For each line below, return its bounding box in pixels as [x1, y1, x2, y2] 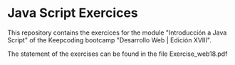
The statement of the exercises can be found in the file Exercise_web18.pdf [7, 49, 228, 58]
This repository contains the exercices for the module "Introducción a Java [7, 28, 227, 37]
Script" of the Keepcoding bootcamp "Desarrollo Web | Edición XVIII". [7, 35, 212, 44]
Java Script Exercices [7, 5, 138, 21]
